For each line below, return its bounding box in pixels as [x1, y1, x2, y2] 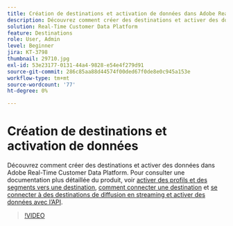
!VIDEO [24, 211, 45, 220]
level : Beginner [7, 42, 54, 49]
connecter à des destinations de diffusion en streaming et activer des [7, 191, 206, 199]
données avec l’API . [7, 198, 64, 207]
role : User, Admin [7, 36, 60, 43]
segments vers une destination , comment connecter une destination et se [7, 183, 218, 191]
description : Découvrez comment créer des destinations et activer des [7, 17, 218, 24]
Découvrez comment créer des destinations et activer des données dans [7, 161, 215, 170]
